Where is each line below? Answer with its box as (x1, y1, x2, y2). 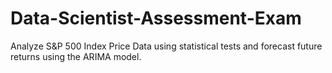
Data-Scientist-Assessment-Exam (10, 7, 302, 30)
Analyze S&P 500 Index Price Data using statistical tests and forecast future (10, 40, 323, 52)
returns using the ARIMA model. (10, 50, 142, 62)
